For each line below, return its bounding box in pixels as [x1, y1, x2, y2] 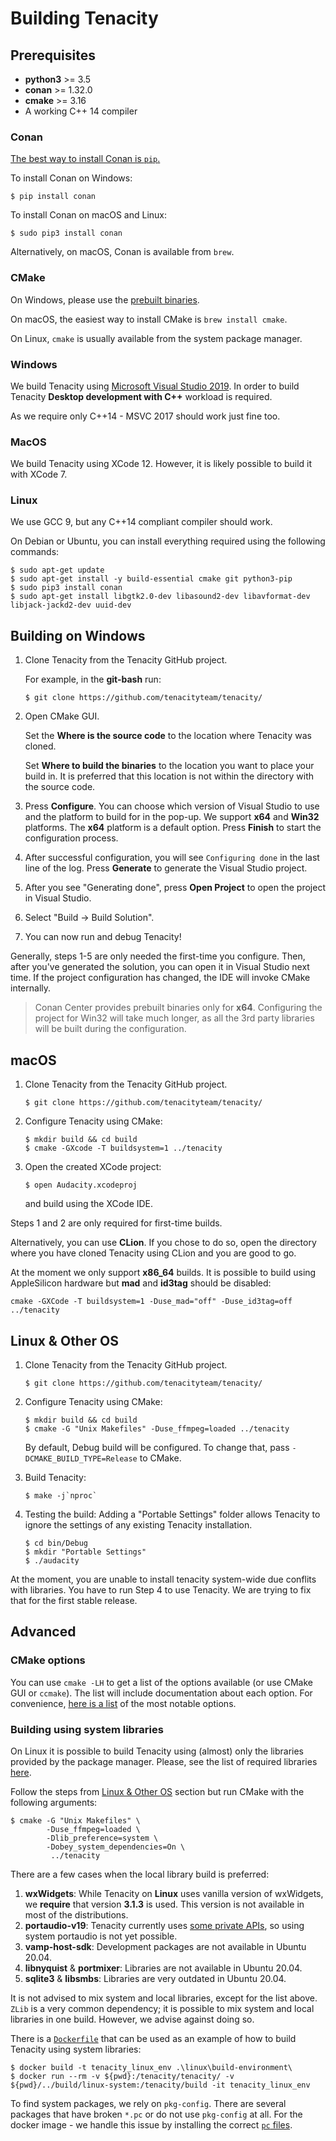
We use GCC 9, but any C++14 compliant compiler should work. [10, 516, 273, 528]
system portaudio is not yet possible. [24, 1930, 178, 1942]
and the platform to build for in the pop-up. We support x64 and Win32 [24, 811, 320, 823]
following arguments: [10, 1796, 98, 1808]
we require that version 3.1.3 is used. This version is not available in [24, 1898, 305, 1910]
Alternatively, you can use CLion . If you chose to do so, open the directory [10, 1237, 317, 1249]
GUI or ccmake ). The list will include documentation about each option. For [10, 1687, 313, 1699]
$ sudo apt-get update [10, 565, 105, 576]
